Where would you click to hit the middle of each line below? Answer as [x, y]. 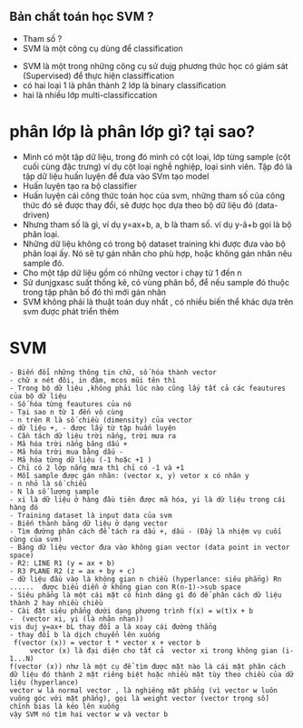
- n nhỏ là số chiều [49, 484]
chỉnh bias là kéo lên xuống [64, 706]
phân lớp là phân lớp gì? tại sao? [132, 132]
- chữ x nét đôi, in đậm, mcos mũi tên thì [93, 380]
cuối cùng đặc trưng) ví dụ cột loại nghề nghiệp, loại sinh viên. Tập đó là [157, 166]
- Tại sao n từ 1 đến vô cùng [67, 412]
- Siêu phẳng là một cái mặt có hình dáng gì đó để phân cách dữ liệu [146, 595]
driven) [36, 214]
